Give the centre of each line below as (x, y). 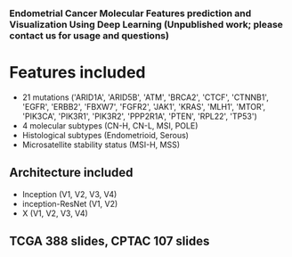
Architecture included (71, 173)
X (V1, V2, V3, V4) (55, 213)
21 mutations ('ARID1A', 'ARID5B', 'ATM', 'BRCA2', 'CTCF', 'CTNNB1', (145, 97)
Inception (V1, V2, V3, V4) (69, 194)
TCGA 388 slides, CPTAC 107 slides (109, 241)
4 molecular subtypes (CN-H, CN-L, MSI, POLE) (110, 125)
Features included (77, 73)
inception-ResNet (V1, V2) (70, 203)
